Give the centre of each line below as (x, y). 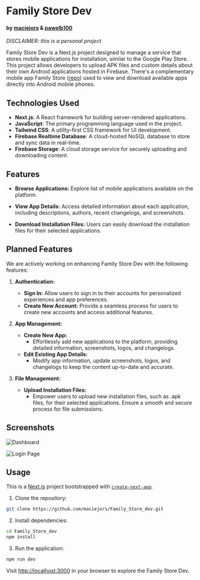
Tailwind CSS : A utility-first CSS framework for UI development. (93, 130)
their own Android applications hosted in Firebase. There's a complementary (100, 72)
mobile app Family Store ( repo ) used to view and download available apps (97, 78)
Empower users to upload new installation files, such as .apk (107, 396)
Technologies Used (43, 103)
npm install (21, 537)
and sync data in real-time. (48, 143)
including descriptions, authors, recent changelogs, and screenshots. (100, 213)
